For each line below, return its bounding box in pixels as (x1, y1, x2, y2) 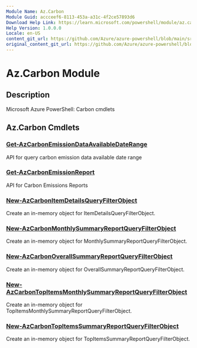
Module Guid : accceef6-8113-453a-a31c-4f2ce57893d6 (6, 14, 135, 20)
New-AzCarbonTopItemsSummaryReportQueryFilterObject (6, 322, 179, 330)
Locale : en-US (6, 31, 41, 36)
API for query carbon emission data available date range (6, 153, 142, 160)
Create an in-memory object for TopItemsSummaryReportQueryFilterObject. (6, 336, 191, 343)
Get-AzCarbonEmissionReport (6, 168, 95, 176)
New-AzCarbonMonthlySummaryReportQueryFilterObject (6, 225, 176, 233)
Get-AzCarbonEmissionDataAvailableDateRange (6, 140, 148, 149)
